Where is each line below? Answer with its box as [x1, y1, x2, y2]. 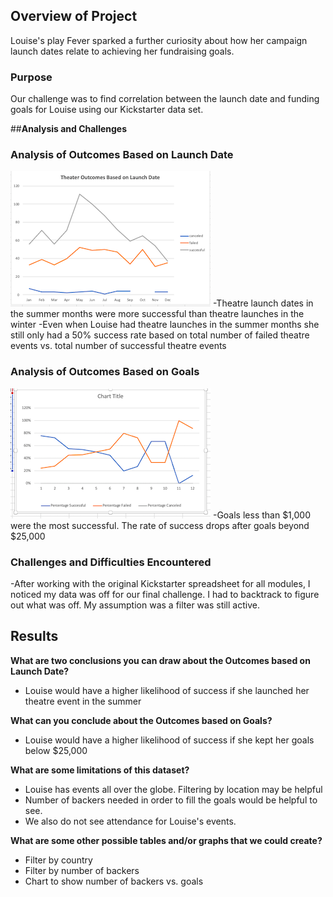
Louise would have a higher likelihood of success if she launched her [24, 684, 310, 696]
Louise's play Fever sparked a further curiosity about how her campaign [10, 34, 308, 46]
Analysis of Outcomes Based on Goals [10, 365, 200, 379]
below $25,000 [24, 744, 88, 756]
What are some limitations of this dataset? [10, 764, 190, 776]
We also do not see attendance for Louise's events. [24, 815, 237, 827]
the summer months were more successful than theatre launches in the [10, 308, 305, 320]
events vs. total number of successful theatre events [10, 340, 227, 352]
